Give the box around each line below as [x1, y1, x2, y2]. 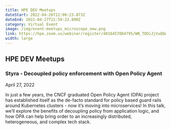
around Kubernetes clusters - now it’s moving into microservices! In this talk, [5, 102, 166, 109]
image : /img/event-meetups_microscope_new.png [5, 27, 106, 32]
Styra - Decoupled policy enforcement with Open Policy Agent [5, 70, 162, 77]
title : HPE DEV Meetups [5, 7, 56, 13]
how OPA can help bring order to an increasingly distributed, [5, 113, 132, 119]
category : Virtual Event [5, 21, 58, 27]
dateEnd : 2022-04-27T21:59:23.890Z [5, 17, 81, 22]
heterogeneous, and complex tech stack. [5, 118, 91, 125]
